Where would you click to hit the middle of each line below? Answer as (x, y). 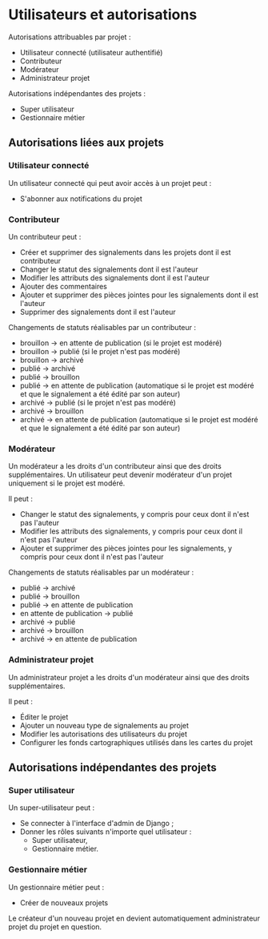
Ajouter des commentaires (64, 286)
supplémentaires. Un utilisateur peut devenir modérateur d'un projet (120, 475)
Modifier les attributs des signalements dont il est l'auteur (115, 277)
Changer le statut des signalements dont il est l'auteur (109, 269)
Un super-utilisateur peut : (52, 808)
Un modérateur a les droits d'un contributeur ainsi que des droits (115, 466)
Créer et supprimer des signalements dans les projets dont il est (125, 252)
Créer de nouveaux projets (64, 902)
